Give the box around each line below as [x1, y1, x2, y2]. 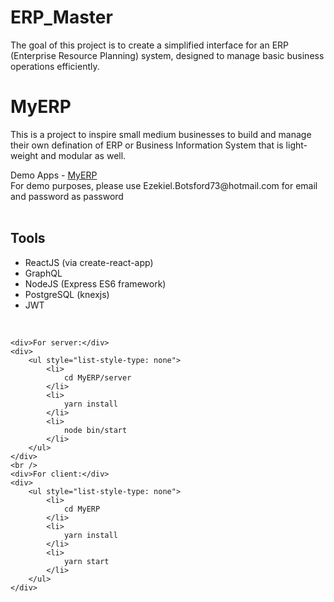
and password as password [10, 190, 124, 202]
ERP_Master [10, 6, 113, 29]
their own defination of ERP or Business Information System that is [10, 139, 284, 151]
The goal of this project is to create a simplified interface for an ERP [10, 39, 290, 51]
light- [285, 139, 308, 151]
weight [10, 149, 39, 161]
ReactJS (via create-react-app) [24, 256, 154, 268]
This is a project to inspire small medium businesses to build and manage [10, 128, 312, 140]
